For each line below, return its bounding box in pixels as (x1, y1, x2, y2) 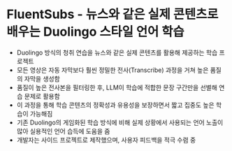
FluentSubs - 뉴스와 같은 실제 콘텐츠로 (6, 6, 219, 22)
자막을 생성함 (24, 74, 60, 82)
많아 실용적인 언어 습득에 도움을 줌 (16, 127, 110, 135)
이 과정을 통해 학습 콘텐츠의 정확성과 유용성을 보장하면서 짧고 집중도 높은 (16, 101, 215, 109)
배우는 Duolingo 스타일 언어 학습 (6, 24, 184, 40)
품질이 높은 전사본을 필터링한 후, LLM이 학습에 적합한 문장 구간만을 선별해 (16, 83, 218, 92)
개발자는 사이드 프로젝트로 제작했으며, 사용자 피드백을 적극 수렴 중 (16, 136, 196, 144)
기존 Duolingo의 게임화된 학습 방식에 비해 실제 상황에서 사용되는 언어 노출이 (16, 118, 224, 127)
